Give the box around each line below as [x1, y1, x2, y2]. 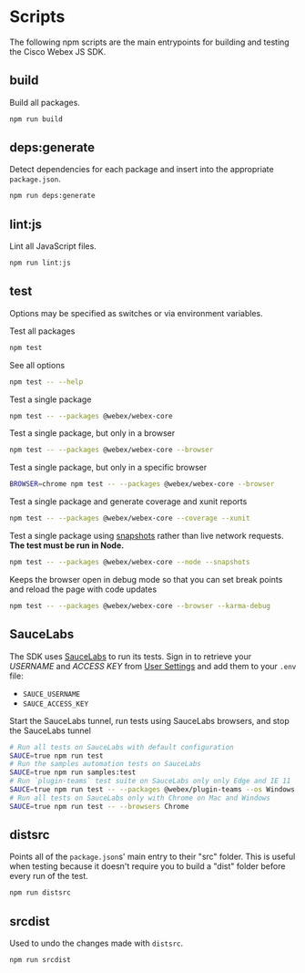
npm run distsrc [9, 888, 71, 897]
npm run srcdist [9, 956, 71, 965]
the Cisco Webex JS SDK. [9, 46, 107, 57]
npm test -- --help [9, 377, 84, 387]
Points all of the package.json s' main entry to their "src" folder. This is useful [9, 851, 296, 863]
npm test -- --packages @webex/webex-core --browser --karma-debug [9, 601, 271, 610]
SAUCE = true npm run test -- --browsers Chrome [9, 802, 189, 811]
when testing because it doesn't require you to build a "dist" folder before [9, 861, 286, 872]
